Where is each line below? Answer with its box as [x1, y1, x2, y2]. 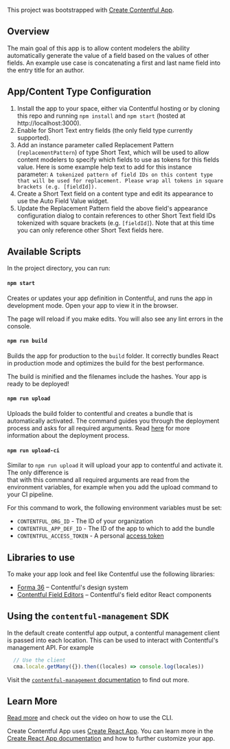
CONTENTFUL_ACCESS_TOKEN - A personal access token [16, 531, 165, 540]
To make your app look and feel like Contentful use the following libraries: [7, 570, 215, 578]
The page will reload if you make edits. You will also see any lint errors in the [7, 315, 223, 323]
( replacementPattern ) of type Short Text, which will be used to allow [16, 148, 209, 156]
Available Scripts [7, 246, 81, 257]
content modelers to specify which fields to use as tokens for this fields [16, 155, 220, 164]
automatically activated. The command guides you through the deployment [7, 416, 220, 425]
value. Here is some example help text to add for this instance [16, 162, 192, 171]
